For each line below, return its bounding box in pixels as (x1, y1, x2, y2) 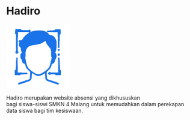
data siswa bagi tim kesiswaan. (6, 107, 84, 114)
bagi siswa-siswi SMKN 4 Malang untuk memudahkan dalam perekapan (6, 100, 185, 107)
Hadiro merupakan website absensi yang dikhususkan (6, 94, 140, 101)
